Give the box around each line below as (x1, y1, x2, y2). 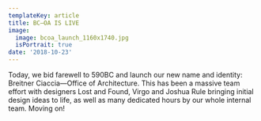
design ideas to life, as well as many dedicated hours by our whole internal (8, 96, 252, 104)
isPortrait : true (15, 41, 73, 49)
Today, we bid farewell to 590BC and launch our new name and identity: (8, 70, 243, 79)
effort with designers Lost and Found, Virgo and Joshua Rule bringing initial (8, 87, 255, 96)
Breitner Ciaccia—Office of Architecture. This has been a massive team (8, 78, 240, 88)
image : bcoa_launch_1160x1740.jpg (15, 33, 129, 42)
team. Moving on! (8, 104, 66, 113)
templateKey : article (8, 11, 80, 20)
